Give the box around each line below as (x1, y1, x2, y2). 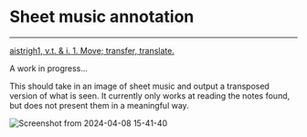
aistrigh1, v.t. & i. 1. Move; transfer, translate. (9, 45, 175, 56)
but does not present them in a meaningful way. (9, 100, 189, 111)
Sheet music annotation (9, 6, 195, 27)
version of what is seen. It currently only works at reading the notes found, (9, 90, 291, 101)
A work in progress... (9, 62, 89, 74)
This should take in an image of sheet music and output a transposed (9, 80, 270, 91)
